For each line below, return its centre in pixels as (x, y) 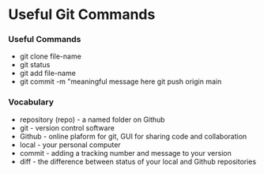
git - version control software (67, 127)
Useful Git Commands (82, 15)
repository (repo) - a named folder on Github (92, 119)
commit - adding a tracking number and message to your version (125, 153)
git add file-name (48, 74)
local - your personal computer (70, 145)
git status (35, 65)
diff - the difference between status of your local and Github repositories (138, 161)
